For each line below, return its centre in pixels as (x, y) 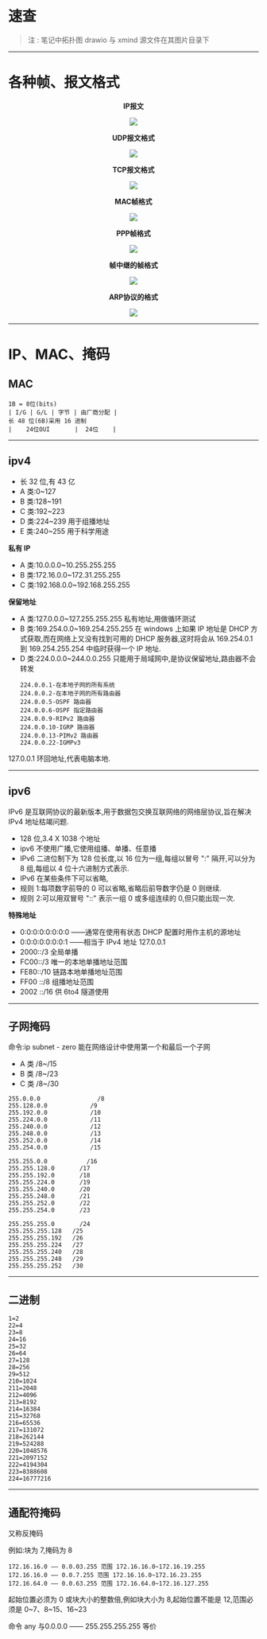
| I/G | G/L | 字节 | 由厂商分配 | (63, 412)
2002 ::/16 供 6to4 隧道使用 (64, 991)
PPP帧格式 (133, 233)
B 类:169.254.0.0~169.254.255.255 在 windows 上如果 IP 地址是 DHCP (134, 629)
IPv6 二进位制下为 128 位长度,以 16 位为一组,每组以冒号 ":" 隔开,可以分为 (137, 858)
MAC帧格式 (133, 201)
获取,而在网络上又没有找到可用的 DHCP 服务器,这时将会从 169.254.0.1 (140, 638)
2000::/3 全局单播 (49, 952)
